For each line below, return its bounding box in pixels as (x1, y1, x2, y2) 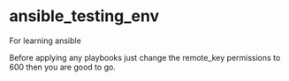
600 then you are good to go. (9, 62, 117, 72)
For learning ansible (9, 35, 81, 46)
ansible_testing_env (9, 6, 160, 26)
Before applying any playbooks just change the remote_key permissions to (9, 52, 281, 63)
